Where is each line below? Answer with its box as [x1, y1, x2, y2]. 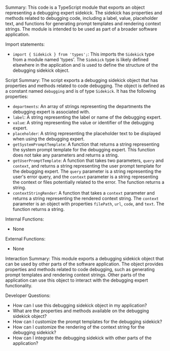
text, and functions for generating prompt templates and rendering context [5, 20, 161, 26]
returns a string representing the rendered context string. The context [12, 196, 159, 201]
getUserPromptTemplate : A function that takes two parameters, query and [12, 157, 164, 164]
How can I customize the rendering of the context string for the [12, 324, 145, 330]
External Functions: [5, 236, 46, 241]
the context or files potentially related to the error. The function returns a [12, 179, 165, 185]
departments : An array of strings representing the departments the [12, 103, 151, 109]
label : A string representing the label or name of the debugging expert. [12, 114, 162, 120]
